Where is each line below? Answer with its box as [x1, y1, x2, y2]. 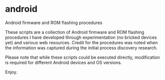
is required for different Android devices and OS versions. [5, 59, 122, 65]
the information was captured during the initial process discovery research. [5, 45, 158, 51]
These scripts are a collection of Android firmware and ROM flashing [5, 29, 144, 35]
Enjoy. [5, 69, 18, 75]
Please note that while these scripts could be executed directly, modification [5, 54, 160, 60]
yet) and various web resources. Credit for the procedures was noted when [5, 39, 158, 45]
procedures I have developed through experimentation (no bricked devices [5, 34, 157, 40]
